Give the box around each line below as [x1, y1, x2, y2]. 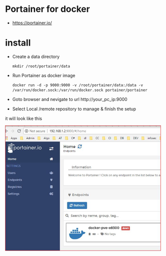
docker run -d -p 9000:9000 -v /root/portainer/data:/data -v [12, 83, 143, 88]
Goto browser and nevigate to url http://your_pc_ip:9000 [12, 96, 127, 102]
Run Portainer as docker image [12, 72, 76, 78]
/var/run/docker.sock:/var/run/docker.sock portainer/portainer [12, 88, 148, 93]
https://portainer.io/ [12, 20, 52, 26]
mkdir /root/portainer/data [12, 63, 70, 69]
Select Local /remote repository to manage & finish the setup [12, 105, 136, 112]
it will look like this [5, 115, 42, 121]
